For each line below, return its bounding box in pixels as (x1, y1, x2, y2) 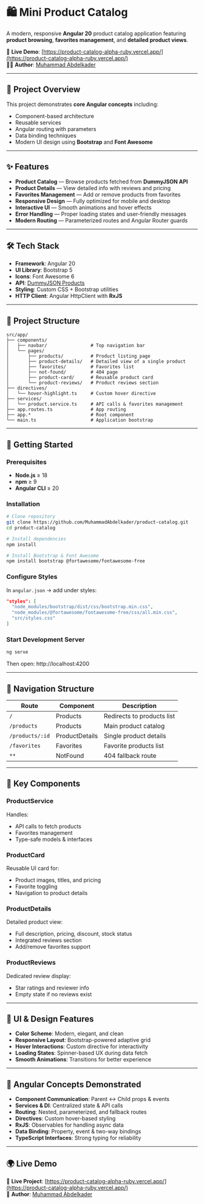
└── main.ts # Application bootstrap (6, 417, 154, 423)
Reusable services (15, 119, 62, 126)
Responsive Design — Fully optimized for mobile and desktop (15, 197, 171, 205)
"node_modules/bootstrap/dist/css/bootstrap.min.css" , (12, 604, 154, 610)
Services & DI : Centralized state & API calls (15, 1102, 123, 1110)
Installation (6, 500, 41, 508)
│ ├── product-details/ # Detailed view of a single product (6, 358, 186, 365)
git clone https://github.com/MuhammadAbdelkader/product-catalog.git (6, 519, 189, 525)
